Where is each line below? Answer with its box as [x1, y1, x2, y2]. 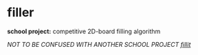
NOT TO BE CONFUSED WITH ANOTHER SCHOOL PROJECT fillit [7, 40, 191, 48]
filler [7, 5, 34, 20]
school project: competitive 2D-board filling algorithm [7, 27, 161, 35]
